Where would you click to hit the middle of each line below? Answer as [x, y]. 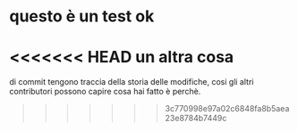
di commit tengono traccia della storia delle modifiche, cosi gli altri [132, 82]
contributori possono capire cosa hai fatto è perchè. [105, 92]
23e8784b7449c [196, 119]
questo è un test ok [82, 16]
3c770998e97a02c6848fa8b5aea [227, 109]
